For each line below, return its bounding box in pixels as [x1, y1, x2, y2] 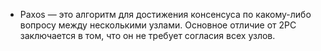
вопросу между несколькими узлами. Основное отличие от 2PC [19, 19, 297, 31]
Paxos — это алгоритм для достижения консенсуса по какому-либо [19, 9, 312, 20]
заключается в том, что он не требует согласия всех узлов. [19, 30, 276, 41]
